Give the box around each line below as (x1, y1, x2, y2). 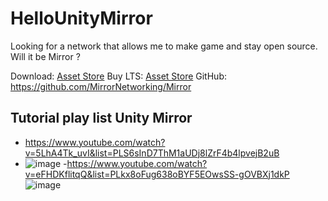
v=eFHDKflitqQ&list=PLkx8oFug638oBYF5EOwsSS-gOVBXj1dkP (24, 168, 290, 180)
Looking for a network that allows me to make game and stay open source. (10, 40, 318, 52)
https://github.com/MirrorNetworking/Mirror (10, 80, 192, 92)
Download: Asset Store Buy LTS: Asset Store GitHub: (10, 70, 227, 82)
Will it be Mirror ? (10, 50, 81, 62)
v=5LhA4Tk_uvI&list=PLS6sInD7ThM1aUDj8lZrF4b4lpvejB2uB (24, 147, 280, 159)
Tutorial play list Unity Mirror (10, 110, 193, 127)
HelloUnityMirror (10, 7, 153, 30)
